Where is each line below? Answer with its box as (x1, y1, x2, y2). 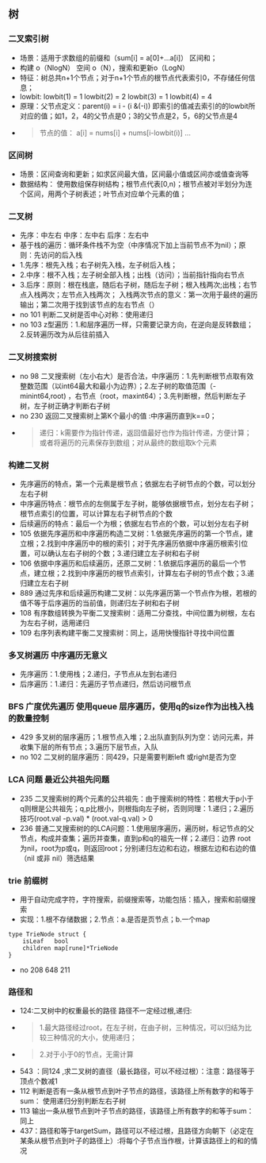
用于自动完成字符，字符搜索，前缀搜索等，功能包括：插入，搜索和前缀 (19, 894, 249, 904)
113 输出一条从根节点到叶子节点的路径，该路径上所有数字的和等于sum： (19, 1107, 254, 1116)
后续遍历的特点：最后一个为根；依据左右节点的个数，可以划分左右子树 (19, 519, 249, 528)
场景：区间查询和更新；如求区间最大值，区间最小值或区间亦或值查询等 (19, 169, 249, 179)
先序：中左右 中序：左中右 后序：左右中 (19, 230, 149, 240)
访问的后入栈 (40, 250, 83, 260)
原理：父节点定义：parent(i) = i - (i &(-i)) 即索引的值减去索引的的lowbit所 (19, 101, 256, 110)
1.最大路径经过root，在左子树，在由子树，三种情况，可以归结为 (39, 1023, 245, 1033)
